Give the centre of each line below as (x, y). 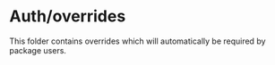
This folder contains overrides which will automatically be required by (137, 41)
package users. (38, 50)
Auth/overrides (68, 16)
